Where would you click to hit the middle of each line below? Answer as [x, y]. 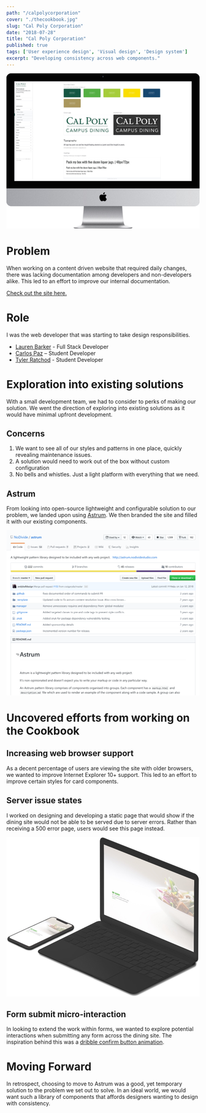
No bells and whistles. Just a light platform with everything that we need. [107, 475]
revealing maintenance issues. [53, 455]
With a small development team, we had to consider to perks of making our [101, 401]
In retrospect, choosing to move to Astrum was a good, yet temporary [94, 1084]
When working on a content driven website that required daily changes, [97, 268]
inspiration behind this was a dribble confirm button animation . [85, 1042]
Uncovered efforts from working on [98, 718]
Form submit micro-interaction [66, 1014]
